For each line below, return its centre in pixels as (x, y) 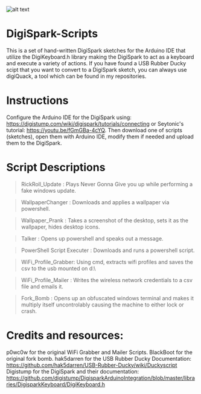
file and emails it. (42, 286)
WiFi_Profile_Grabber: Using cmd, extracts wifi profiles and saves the (107, 262)
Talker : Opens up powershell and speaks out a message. (92, 238)
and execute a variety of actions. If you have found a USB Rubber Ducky (96, 63)
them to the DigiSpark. (34, 143)
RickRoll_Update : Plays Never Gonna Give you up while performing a (107, 184)
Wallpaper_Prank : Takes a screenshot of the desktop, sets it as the (105, 220)
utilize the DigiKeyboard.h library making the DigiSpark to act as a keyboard (100, 57)
